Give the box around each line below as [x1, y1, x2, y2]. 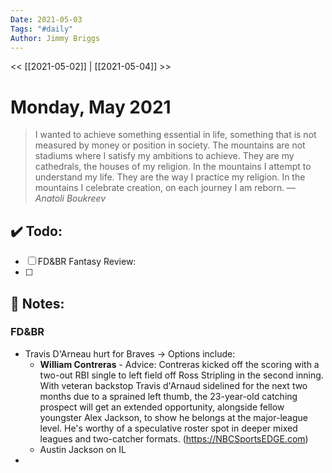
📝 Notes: [10, 295, 65, 312]
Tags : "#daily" [10, 24, 74, 34]
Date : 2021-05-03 [10, 14, 83, 25]
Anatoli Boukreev [34, 192, 107, 205]
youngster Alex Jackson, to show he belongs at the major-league [39, 411, 309, 423]
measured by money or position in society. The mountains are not [34, 139, 306, 151]
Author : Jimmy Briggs [10, 33, 101, 43]
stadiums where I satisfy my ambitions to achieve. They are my [34, 150, 295, 162]
